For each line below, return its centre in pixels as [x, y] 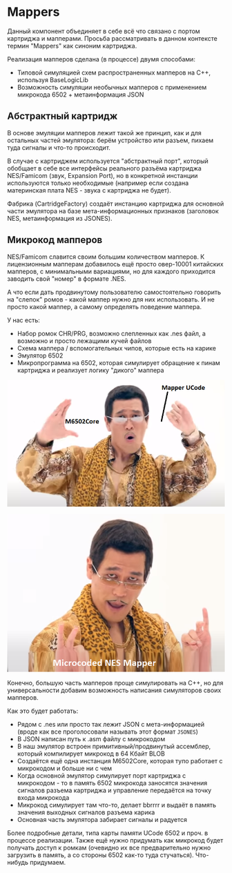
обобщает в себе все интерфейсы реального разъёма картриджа [104, 168]
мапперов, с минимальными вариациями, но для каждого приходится [111, 271]
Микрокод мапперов [55, 240]
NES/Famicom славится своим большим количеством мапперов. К [106, 257]
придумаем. [48, 862]
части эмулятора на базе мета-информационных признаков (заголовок [113, 210]
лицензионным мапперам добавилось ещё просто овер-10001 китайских [115, 264]
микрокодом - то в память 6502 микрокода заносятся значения [112, 783]
